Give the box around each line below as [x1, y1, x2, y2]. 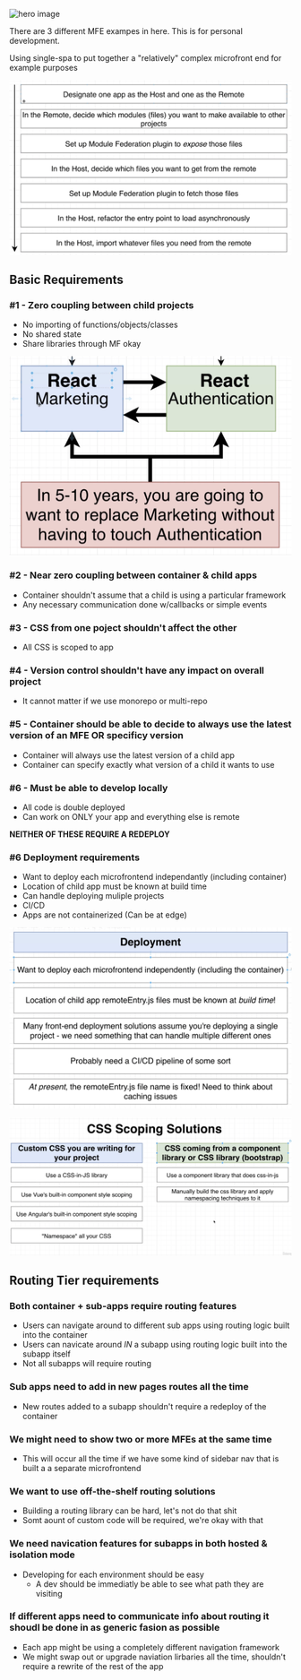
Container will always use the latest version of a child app [21, 749, 236, 761]
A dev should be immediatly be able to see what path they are [35, 1578, 264, 1590]
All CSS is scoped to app [21, 642, 114, 653]
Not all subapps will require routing [21, 1358, 152, 1369]
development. [9, 36, 60, 46]
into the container [21, 1330, 88, 1340]
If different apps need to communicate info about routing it [9, 1610, 270, 1623]
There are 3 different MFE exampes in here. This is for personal [9, 26, 244, 36]
